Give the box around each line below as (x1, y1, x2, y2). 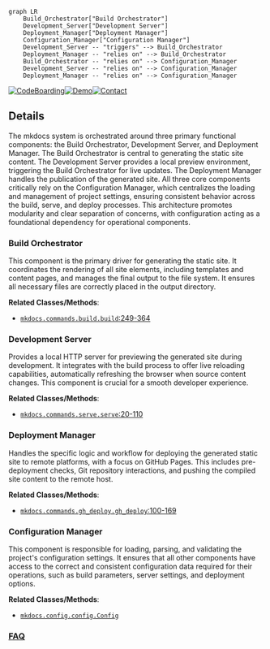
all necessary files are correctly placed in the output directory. (8, 282, 216, 292)
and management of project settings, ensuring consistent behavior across (8, 191, 255, 201)
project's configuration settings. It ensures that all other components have (8, 553, 256, 562)
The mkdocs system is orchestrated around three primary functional (8, 131, 237, 141)
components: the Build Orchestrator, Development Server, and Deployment (8, 139, 259, 149)
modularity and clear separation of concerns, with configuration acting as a (8, 208, 261, 218)
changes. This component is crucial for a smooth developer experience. (8, 378, 249, 387)
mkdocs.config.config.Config (19, 612, 119, 620)
